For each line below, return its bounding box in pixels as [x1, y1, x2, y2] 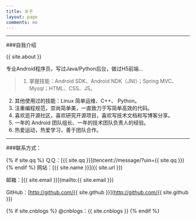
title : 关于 [6, 8, 33, 15]
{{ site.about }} [6, 53, 42, 60]
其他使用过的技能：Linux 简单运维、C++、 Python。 [14, 97, 140, 104]
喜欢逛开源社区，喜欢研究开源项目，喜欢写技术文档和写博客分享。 [14, 112, 173, 119]
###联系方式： [6, 144, 42, 152]
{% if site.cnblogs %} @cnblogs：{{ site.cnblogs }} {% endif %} [6, 208, 160, 215]
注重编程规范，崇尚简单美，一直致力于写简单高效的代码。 [14, 104, 153, 111]
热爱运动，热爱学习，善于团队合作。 [14, 127, 102, 134]
